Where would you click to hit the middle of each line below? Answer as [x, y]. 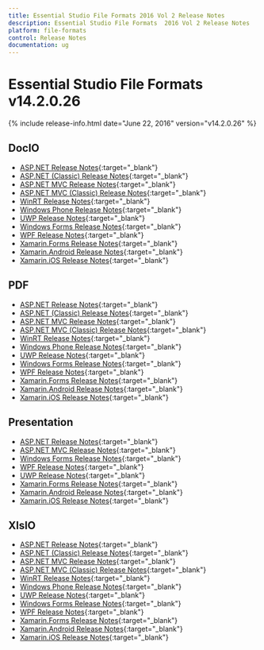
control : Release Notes [48, 38]
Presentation [41, 422]
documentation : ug [38, 45]
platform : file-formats [48, 30]
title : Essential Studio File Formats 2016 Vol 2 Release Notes [117, 15]
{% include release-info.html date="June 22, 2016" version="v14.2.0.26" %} [132, 123]
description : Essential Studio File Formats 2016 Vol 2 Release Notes [129, 23]
